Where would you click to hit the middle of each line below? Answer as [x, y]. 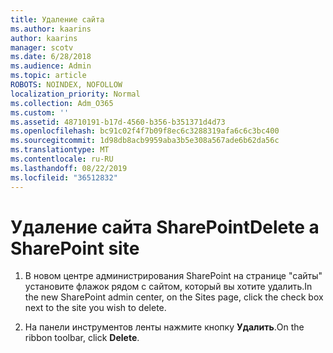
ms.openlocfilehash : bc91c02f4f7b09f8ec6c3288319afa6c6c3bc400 [145, 131]
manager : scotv [42, 47]
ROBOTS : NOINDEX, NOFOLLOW [66, 85]
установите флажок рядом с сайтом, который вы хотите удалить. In [168, 287]
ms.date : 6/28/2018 [51, 57]
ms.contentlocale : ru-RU [62, 159]
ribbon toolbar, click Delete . [82, 338]
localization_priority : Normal [75, 94]
